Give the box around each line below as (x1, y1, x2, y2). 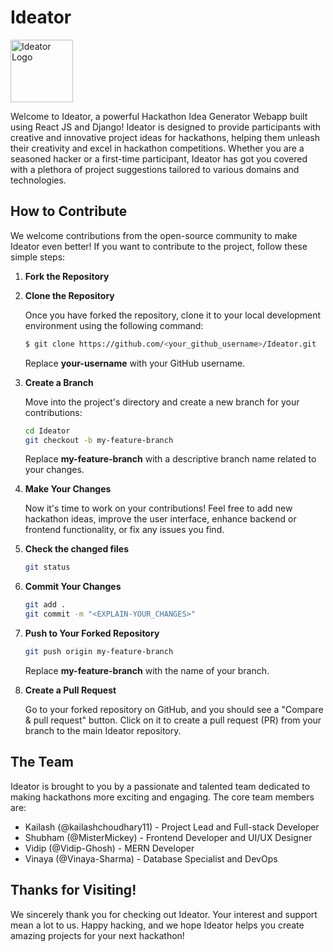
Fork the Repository (24, 270, 110, 282)
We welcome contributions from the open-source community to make (10, 229, 298, 241)
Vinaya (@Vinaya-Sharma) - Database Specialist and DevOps (24, 852, 278, 865)
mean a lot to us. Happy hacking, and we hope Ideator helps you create (10, 919, 305, 931)
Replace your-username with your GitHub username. (24, 357, 246, 369)
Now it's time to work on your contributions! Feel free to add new (24, 502, 293, 515)
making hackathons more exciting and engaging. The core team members (10, 791, 315, 803)
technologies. (10, 174, 67, 186)
